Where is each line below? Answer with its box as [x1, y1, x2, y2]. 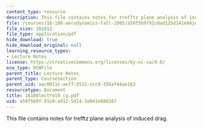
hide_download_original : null [6, 43, 82, 49]
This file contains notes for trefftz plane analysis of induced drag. [6, 115, 168, 122]
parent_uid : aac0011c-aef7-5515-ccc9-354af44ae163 [6, 82, 136, 88]
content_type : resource [6, 8, 66, 15]
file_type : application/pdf [6, 31, 77, 37]
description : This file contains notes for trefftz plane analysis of [6, 14, 187, 20]
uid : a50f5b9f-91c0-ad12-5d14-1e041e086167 [6, 98, 117, 104]
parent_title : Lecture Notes [6, 70, 79, 76]
